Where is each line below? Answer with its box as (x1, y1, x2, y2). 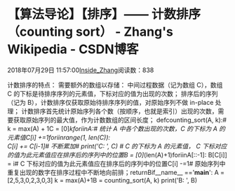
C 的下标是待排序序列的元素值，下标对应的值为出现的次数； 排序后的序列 (7, 89, 219, 98)
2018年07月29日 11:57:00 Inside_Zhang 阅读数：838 (7, 66, 154, 74)
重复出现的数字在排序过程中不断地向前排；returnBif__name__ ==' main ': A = (7, 168, 225, 176)
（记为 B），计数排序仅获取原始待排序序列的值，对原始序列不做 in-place (7, 98, 214, 106)
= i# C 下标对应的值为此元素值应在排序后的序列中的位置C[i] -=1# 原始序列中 (7, 159, 226, 168)
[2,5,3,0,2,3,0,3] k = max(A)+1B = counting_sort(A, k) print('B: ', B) (7, 176, 198, 184)
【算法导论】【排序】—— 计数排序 (7, 6, 201, 22)
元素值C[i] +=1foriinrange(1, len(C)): (7, 133, 111, 141)
